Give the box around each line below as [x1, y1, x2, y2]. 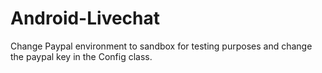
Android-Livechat [10, 7, 161, 30]
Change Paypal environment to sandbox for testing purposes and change [10, 40, 313, 52]
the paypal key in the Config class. [10, 50, 153, 62]
